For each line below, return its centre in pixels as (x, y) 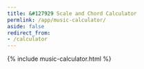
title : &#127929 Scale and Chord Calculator (72, 13)
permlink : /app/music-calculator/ (57, 20)
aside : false (26, 26)
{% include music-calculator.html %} (59, 59)
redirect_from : (29, 33)
